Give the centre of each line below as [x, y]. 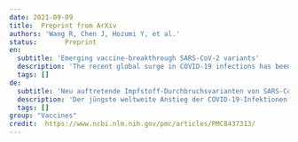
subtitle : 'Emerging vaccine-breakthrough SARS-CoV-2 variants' [138, 58]
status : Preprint [53, 42]
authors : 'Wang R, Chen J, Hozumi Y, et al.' [94, 34]
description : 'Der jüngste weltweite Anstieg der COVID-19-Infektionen [153, 99]
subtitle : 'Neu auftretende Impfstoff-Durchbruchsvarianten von [138, 91]
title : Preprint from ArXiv [63, 26]
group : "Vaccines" [43, 116]
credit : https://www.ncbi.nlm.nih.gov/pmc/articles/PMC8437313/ [132, 124]
